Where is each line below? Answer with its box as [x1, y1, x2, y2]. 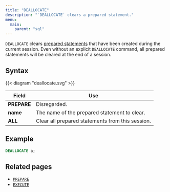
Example [5, 135, 34, 143]
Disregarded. [35, 100, 68, 108]
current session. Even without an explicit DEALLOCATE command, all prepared [5, 46, 165, 52]
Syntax [5, 66, 29, 75]
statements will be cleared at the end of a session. [5, 52, 112, 58]
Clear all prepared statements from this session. [35, 117, 151, 124]
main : [10, 22, 22, 27]
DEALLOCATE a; [5, 148, 36, 154]
